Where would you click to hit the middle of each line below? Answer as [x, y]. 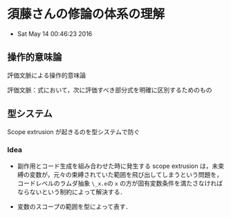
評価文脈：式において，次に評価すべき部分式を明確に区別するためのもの [110, 90]
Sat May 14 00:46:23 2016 [55, 34]
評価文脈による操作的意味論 [47, 75]
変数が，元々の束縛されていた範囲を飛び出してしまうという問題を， [126, 174]
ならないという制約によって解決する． [72, 191]
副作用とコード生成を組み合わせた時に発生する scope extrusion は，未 [118, 166]
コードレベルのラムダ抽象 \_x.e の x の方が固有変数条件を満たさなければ [120, 183]
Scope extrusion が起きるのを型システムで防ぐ [74, 131]
